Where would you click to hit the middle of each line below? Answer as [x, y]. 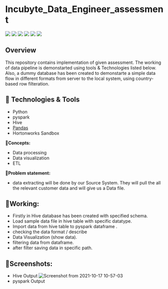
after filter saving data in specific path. [53, 248]
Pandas [20, 128]
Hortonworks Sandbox [36, 133]
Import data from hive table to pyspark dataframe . [65, 227]
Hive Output [25, 276]
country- [145, 78]
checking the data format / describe [50, 232]
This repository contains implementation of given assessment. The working [83, 62]
